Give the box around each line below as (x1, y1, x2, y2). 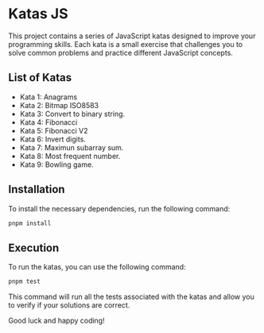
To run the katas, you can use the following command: (8, 262, 186, 272)
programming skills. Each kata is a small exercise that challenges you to (8, 39, 243, 48)
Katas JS (8, 5, 69, 23)
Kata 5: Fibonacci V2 (19, 126, 89, 135)
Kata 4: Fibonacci (19, 117, 78, 127)
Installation (8, 183, 65, 196)
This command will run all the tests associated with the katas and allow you (8, 292, 254, 302)
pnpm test (8, 277, 41, 286)
